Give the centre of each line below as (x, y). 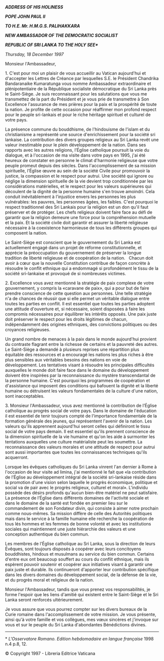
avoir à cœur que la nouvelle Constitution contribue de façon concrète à (78, 263)
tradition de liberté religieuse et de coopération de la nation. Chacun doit (79, 258)
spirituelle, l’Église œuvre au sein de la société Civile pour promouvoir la (78, 171)
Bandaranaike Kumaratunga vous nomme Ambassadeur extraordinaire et (78, 83)
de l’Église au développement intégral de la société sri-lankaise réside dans (81, 477)
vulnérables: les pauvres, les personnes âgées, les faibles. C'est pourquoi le (82, 202)
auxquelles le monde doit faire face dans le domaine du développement (77, 370)
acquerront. (17, 457)
